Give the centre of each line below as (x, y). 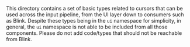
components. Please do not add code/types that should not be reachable (94, 33)
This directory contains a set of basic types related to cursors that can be (94, 8)
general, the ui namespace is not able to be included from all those (87, 27)
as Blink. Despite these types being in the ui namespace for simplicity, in (94, 21)
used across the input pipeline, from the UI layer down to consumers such (95, 15)
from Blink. (19, 39)
